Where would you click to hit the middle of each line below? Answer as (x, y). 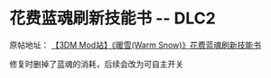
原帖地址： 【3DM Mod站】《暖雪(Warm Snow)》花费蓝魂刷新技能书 (135, 45)
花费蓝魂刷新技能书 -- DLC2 (113, 18)
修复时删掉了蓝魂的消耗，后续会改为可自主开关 (96, 64)
